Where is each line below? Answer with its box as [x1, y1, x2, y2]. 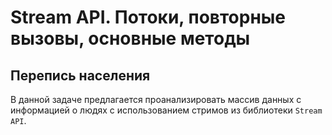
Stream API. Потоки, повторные [10, 6, 287, 29]
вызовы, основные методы [10, 27, 251, 50]
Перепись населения [10, 67, 151, 84]
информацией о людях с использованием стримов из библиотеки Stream [10, 104, 323, 116]
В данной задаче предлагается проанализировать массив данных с [10, 94, 302, 105]
